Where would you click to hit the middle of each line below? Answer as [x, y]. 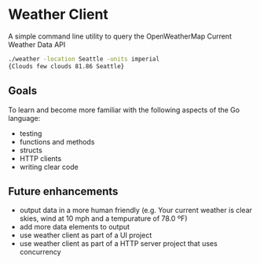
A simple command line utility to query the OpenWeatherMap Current [120, 36]
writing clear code [49, 167]
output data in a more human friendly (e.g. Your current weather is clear [136, 211]
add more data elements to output [75, 227]
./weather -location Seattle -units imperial [84, 59]
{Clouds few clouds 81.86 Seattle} [66, 66]
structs [31, 150]
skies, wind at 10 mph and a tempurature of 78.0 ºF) [103, 218]
